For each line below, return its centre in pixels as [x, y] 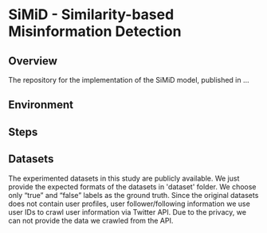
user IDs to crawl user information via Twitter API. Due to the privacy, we [128, 212]
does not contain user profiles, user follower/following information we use [130, 204]
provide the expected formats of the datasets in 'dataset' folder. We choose [132, 186]
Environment [41, 105]
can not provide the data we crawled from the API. [91, 220]
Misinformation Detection [95, 31]
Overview [33, 61]
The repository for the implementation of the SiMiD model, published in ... [129, 80]
